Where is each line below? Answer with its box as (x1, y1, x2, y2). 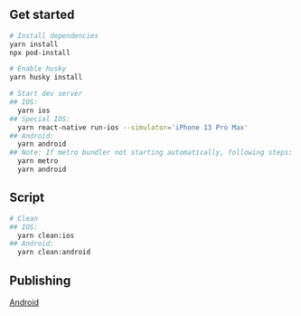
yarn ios (17, 106, 51, 115)
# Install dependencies (9, 31, 99, 40)
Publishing (9, 273, 71, 288)
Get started (9, 7, 75, 23)
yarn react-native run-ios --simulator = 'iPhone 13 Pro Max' (17, 122, 249, 132)
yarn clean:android (17, 248, 91, 257)
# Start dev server (9, 90, 83, 99)
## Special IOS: (9, 114, 71, 123)
